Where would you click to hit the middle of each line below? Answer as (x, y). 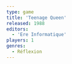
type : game (20, 12)
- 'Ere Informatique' (39, 35)
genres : (16, 46)
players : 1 (20, 40)
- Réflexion (27, 52)
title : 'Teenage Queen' (37, 18)
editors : (17, 29)
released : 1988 (26, 23)
